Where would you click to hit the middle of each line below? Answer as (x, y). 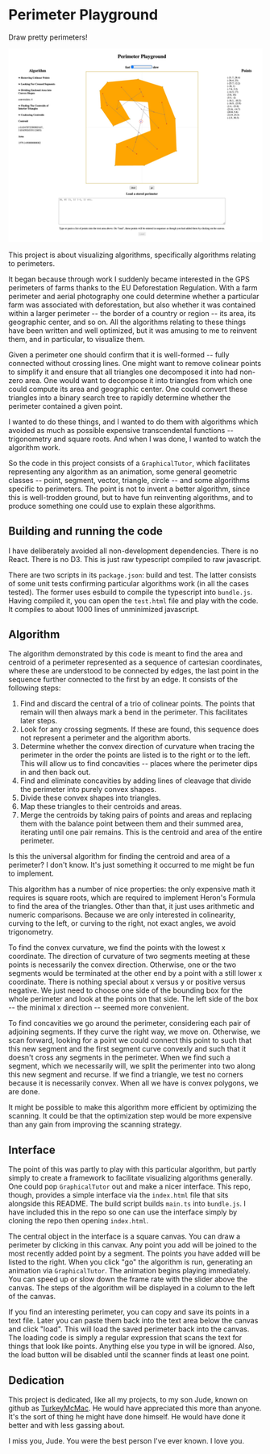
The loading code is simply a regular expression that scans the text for (125, 1338)
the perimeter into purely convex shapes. (88, 789)
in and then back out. (55, 773)
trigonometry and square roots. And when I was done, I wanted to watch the (135, 439)
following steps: (35, 688)
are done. (24, 1092)
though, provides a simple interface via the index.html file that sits (118, 1195)
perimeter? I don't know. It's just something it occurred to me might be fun (132, 865)
